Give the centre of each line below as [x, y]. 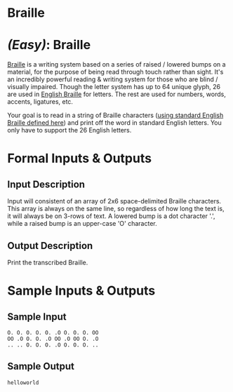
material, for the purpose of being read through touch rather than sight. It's [115, 72]
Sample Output [41, 366]
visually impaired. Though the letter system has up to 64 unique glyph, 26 [114, 87]
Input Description [46, 184]
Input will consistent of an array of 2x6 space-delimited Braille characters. [114, 201]
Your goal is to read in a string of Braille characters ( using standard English [115, 115]
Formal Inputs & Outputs [80, 158]
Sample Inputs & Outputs [81, 291]
